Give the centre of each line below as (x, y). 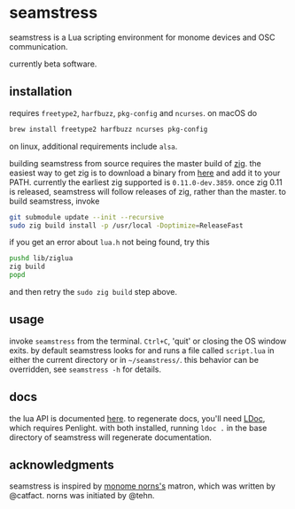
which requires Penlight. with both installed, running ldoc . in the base (138, 428)
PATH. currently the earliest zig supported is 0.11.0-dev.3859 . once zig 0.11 (146, 182)
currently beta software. (53, 64)
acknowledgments (62, 465)
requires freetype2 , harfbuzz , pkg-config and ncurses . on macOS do (133, 112)
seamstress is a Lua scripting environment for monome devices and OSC (142, 37)
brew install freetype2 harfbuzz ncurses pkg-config (109, 129)
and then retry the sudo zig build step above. (93, 292)
